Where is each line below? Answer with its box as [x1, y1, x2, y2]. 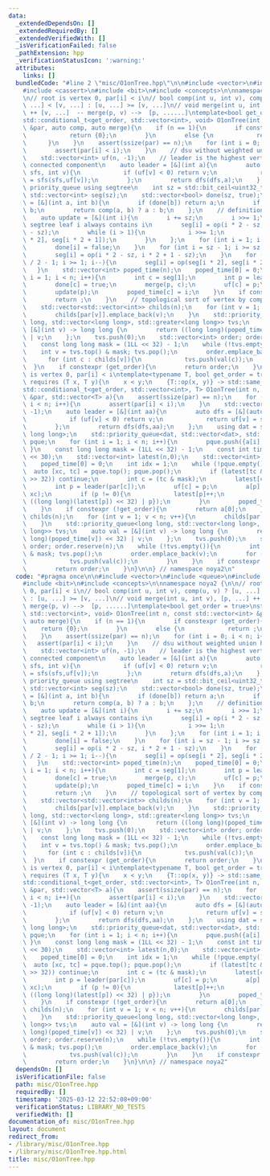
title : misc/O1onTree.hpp [8, 1155, 95, 1163]
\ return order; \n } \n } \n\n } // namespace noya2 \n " [22, 564, 235, 573]
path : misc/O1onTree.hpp [15, 1080, 99, 1088]
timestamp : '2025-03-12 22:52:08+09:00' [15, 1095, 153, 1104]
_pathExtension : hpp [15, 49, 84, 57]
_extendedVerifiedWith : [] [15, 34, 106, 43]
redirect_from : [8, 1133, 59, 1141]
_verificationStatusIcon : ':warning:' [15, 57, 146, 65]
